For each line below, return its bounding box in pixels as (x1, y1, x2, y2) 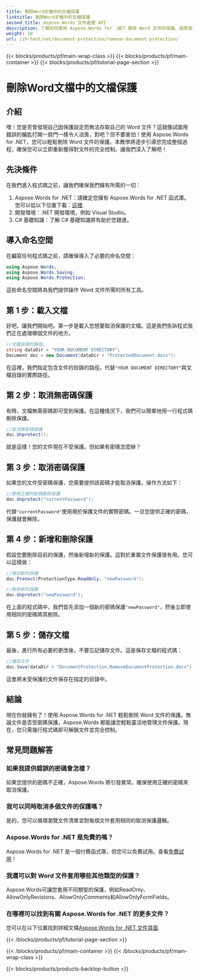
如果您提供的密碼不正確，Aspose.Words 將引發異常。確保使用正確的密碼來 (6, 779, 189, 786)
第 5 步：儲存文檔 (6, 630, 70, 640)
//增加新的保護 (6, 570, 38, 576)
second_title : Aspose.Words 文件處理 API (6, 20, 107, 25)
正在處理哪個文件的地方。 (11, 330, 74, 337)
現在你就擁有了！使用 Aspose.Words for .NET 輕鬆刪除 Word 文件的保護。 (6, 711, 187, 718)
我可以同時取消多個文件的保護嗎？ (6, 803, 104, 811)
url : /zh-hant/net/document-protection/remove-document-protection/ (6, 36, 179, 42)
